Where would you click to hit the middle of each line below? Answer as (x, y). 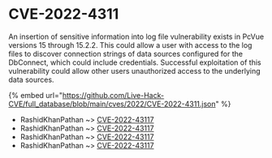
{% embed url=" (36, 95)
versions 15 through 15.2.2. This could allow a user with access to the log (130, 45)
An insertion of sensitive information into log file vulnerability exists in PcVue (136, 36)
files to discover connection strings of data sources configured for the (126, 53)
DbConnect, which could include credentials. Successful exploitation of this (135, 62)
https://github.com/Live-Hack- (113, 95)
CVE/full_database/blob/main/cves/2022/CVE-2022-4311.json (112, 104)
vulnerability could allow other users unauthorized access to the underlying (135, 70)
